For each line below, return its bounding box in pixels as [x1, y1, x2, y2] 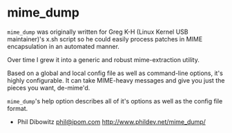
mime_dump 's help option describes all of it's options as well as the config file [7, 96, 223, 105]
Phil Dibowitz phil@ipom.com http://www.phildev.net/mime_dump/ [17, 117, 206, 125]
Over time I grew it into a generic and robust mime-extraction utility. [7, 55, 200, 63]
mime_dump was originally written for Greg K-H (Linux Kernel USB [7, 28, 188, 36]
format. [7, 104, 28, 112]
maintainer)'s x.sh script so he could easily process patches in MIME [7, 34, 203, 43]
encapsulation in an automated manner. [7, 42, 119, 50]
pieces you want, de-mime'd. [7, 83, 90, 92]
